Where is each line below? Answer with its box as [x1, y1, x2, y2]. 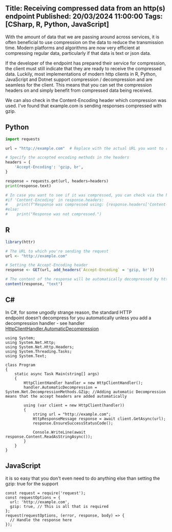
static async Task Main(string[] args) [14, 371, 100, 376]
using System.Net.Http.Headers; [5, 344, 74, 350]
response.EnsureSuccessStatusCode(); [32, 420, 114, 426]
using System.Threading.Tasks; [5, 349, 72, 354]
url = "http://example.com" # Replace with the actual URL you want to [5, 146, 164, 151]
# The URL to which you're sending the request [5, 249, 109, 254]
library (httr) [5, 239, 36, 244]
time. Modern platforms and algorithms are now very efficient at [5, 45, 140, 51]
